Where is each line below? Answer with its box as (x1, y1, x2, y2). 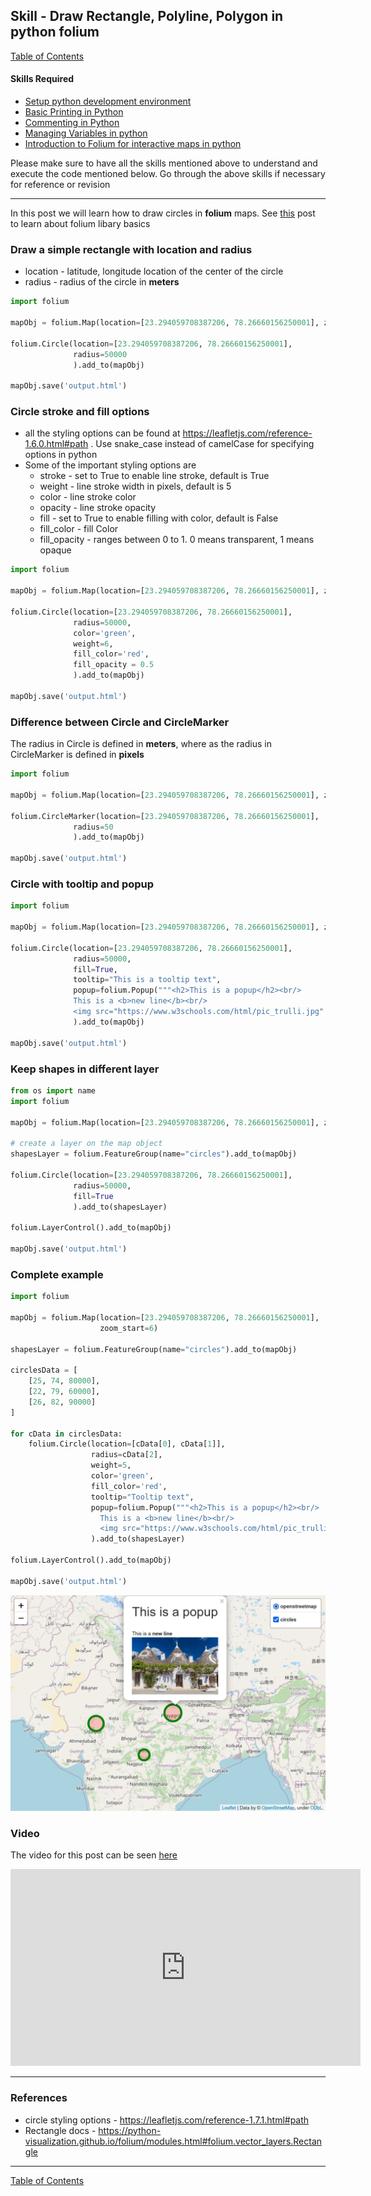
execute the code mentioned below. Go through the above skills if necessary (10, 168, 326, 180)
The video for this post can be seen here (10, 1849, 178, 1861)
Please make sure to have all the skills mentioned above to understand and (10, 157, 318, 169)
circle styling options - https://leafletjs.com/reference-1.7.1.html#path (24, 2114, 310, 2126)
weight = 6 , (73, 639, 114, 649)
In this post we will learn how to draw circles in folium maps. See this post (10, 207, 316, 219)
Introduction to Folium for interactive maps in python (24, 138, 242, 150)
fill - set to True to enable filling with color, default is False (39, 512, 279, 524)
